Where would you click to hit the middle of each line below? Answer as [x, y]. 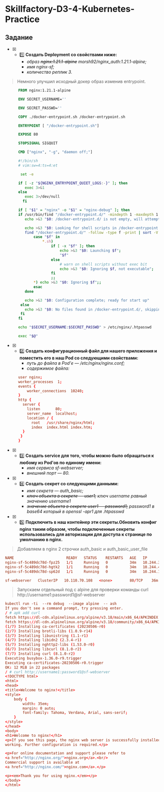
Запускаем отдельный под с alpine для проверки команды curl [83, 590]
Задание [19, 37]
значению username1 [49, 501]
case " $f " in [47, 237]
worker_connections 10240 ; [55, 391]
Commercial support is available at [42, 763]
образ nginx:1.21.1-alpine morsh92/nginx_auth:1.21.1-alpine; [87, 62]
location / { [40, 418]
